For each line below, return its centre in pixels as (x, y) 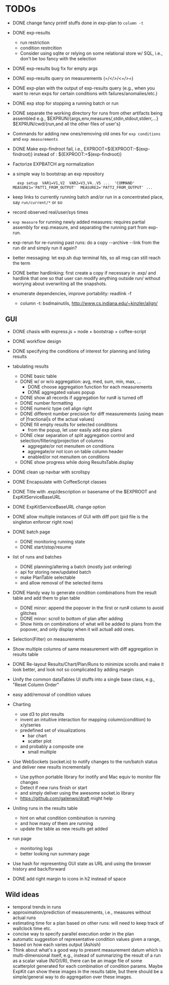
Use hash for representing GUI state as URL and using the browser (82, 863)
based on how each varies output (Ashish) (57, 944)
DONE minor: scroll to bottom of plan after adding (71, 618)
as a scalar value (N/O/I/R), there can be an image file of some (77, 961)
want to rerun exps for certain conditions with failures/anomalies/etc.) (85, 93)
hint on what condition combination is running (68, 818)
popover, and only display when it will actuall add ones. (77, 629)
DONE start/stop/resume (46, 547)
